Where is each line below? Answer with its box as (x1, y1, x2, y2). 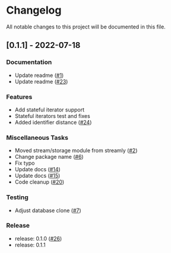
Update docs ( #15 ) (14, 172, 61, 180)
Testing (6, 193, 28, 201)
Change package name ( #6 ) (14, 153, 84, 161)
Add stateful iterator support (14, 106, 85, 113)
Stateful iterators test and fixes (14, 112, 90, 119)
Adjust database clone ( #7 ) (14, 207, 81, 214)
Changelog (6, 4, 62, 17)
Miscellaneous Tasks (6, 133, 68, 142)
